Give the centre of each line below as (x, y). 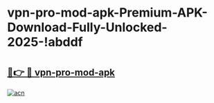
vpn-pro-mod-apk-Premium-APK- (107, 13)
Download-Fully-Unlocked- (87, 27)
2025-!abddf (45, 42)
